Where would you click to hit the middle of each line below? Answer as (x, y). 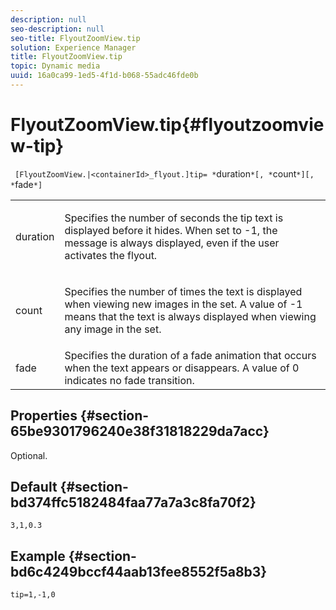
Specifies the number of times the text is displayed (183, 291)
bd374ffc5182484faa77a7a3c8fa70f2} (133, 502)
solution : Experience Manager (73, 47)
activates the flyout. (111, 255)
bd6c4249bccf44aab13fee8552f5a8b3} (139, 571)
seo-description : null (57, 29)
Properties (44, 416)
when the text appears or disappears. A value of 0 (182, 368)
